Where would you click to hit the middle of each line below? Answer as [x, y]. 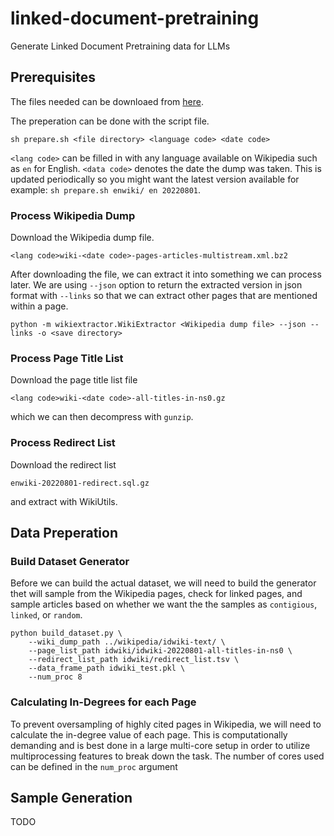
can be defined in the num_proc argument [94, 766]
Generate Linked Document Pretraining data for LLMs [120, 46]
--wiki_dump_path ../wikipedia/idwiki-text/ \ [127, 642]
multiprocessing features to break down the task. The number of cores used [167, 756]
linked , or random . [46, 615]
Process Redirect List [63, 443]
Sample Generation [71, 798]
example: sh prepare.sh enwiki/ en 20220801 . [106, 189]
